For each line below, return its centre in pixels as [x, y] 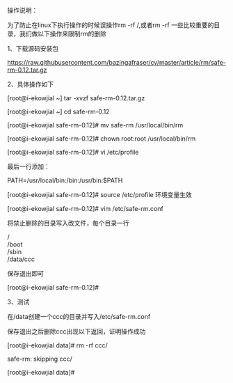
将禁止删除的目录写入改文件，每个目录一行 [68, 223]
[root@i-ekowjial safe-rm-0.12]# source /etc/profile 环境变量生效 [100, 195]
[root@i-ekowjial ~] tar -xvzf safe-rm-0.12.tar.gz [76, 98]
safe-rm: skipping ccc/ [40, 359]
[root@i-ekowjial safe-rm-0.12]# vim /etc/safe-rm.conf [85, 209]
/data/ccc [21, 259]
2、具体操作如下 [31, 84]
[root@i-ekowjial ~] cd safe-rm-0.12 [58, 111]
